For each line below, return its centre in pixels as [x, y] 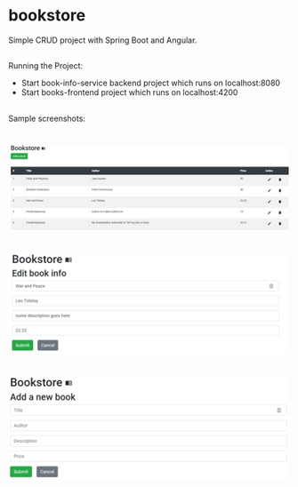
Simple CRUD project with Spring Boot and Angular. [103, 40]
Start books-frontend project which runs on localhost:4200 [129, 92]
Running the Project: [46, 66]
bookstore [47, 16]
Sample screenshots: [47, 118]
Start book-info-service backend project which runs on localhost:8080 [151, 83]
